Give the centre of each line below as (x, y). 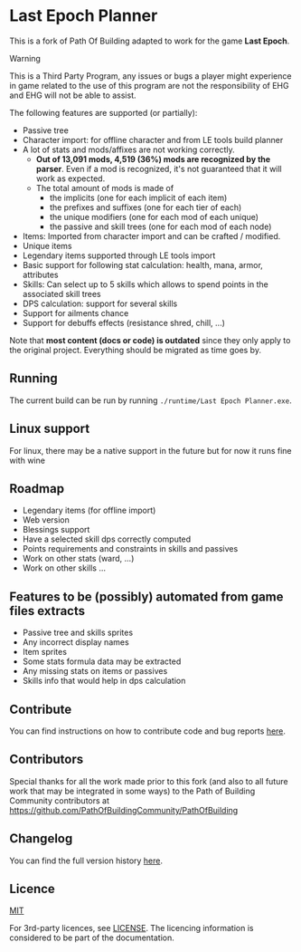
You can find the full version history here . (86, 861)
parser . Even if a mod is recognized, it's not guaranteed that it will (159, 168)
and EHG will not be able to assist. (73, 95)
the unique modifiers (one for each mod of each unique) (154, 216)
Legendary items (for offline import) (89, 510)
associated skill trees (61, 293)
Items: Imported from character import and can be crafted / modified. (151, 236)
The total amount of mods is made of (105, 188)
